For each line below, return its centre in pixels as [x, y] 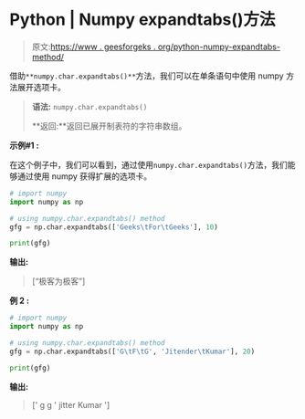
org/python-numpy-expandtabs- [219, 47]
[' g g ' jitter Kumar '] [71, 404]
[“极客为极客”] [58, 281]
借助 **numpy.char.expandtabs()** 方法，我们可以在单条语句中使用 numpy [147, 76]
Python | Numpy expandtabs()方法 [142, 20]
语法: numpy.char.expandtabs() [89, 106]
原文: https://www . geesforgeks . [94, 47]
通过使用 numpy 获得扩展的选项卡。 [84, 176]
